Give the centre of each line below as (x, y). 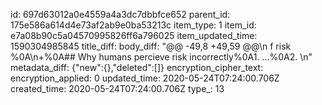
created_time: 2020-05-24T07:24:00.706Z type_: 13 (117, 88)
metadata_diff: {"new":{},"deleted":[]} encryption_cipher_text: (137, 67)
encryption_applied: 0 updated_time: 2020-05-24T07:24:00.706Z (145, 78)
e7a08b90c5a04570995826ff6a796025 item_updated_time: (134, 35)
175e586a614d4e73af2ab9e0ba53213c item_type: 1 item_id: (133, 25)
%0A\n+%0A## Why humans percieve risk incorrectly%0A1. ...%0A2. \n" (161, 57)
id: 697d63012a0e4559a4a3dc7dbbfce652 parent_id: (120, 14)
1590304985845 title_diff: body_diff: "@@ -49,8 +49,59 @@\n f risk (151, 46)
